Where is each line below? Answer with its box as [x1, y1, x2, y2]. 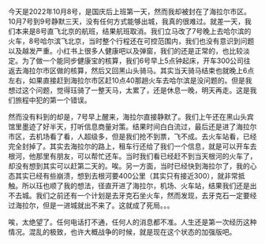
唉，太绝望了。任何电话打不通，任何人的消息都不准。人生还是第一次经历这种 [8, 217, 257, 227]
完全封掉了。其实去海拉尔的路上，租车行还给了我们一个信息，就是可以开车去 [8, 142, 257, 151]
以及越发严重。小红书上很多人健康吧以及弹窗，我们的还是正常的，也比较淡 [8, 46, 250, 55]
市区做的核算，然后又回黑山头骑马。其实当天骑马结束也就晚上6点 [42, 66, 255, 75]
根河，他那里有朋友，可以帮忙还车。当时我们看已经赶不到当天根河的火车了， [8, 152, 257, 161]
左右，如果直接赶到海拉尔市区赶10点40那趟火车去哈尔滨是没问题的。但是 [8, 76, 246, 85]
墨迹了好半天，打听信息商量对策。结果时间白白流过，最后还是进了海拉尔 [21, 122, 257, 131]
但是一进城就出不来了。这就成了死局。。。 [42, 201, 174, 210]
